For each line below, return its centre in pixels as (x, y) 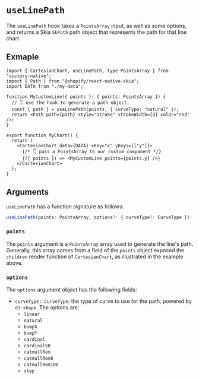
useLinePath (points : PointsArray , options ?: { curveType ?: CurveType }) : (99, 217)
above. (15, 262)
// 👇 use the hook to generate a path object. (70, 103)
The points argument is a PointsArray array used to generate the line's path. (100, 244)
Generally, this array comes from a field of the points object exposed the (95, 250)
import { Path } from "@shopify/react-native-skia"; (73, 81)
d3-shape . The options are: (47, 308)
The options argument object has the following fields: (72, 290)
